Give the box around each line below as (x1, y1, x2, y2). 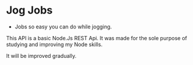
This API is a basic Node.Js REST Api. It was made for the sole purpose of (6, 34, 187, 41)
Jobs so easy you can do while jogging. (14, 23, 112, 30)
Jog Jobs (6, 4, 53, 17)
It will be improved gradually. (6, 52, 77, 59)
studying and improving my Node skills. (6, 41, 103, 48)
